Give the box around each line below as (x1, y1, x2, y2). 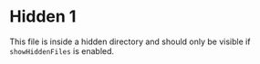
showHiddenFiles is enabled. (9, 45, 115, 56)
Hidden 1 (9, 6, 77, 27)
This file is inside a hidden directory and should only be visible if (9, 36, 251, 47)
